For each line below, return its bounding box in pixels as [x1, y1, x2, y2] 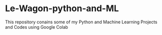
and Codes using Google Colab [5, 24, 68, 30]
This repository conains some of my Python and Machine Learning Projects [5, 19, 158, 25]
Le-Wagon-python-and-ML [5, 3, 119, 14]
